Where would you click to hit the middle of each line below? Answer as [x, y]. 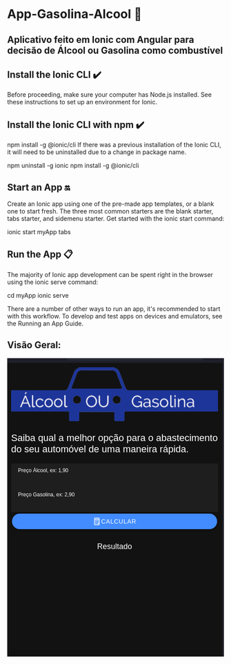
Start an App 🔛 [39, 187]
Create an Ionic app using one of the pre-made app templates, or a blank [111, 204]
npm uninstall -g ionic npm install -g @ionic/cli [73, 166]
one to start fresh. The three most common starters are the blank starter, [110, 211]
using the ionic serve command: [53, 282]
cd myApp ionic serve [38, 295]
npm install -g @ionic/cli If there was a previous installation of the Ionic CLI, [114, 145]
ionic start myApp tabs [39, 232]
